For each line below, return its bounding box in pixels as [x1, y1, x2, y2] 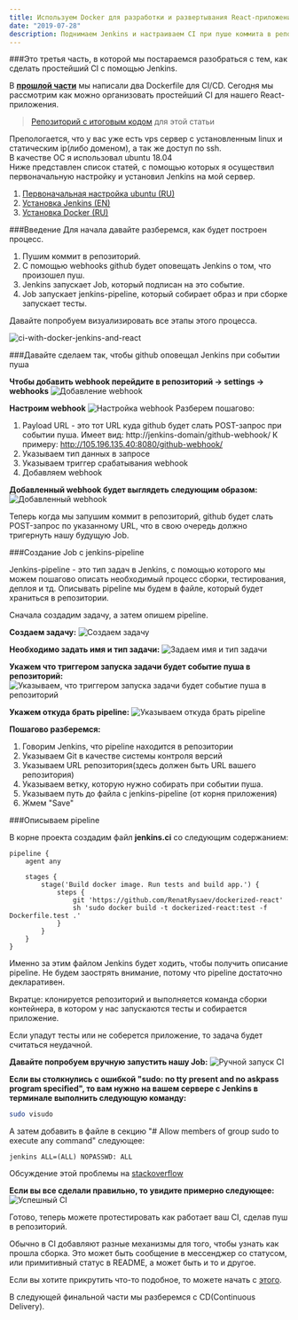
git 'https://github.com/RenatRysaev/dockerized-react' [72, 896, 284, 905]
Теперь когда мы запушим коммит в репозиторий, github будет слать [9, 511, 273, 522]
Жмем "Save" [21, 797, 74, 808]
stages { [25, 873, 58, 882]
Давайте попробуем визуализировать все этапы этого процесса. [9, 316, 257, 326]
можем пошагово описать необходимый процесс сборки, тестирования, [9, 574, 286, 585]
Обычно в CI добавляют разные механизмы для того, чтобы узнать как [9, 1238, 279, 1249]
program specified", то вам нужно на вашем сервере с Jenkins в [9, 1083, 259, 1094]
